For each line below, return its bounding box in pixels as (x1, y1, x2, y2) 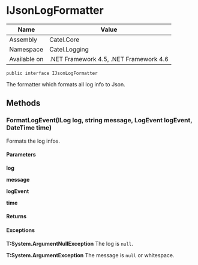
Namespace (9, 45, 44, 53)
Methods (6, 98, 41, 109)
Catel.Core (49, 35, 80, 44)
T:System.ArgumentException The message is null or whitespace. (6, 251, 175, 258)
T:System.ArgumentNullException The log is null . (6, 240, 134, 247)
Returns (6, 213, 27, 220)
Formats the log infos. (6, 137, 61, 144)
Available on (9, 55, 44, 63)
